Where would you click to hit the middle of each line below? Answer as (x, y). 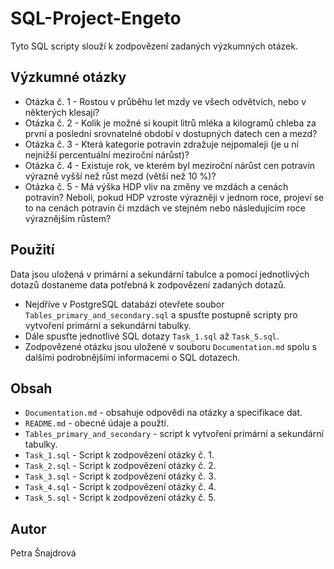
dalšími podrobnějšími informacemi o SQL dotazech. (132, 357)
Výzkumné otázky (68, 77)
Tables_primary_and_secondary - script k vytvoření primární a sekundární (174, 434)
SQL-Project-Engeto (96, 18)
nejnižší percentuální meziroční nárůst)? (107, 154)
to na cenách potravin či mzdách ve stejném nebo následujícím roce (165, 208)
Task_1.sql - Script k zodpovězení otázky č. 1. (119, 455)
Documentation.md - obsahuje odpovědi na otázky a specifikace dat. (163, 413)
